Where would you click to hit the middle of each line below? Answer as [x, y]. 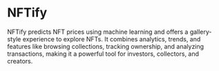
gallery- [201, 32]
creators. [20, 61]
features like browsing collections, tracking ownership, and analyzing [106, 46]
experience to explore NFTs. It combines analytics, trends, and [112, 39]
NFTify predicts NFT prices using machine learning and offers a [98, 32]
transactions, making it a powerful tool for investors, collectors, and [103, 54]
